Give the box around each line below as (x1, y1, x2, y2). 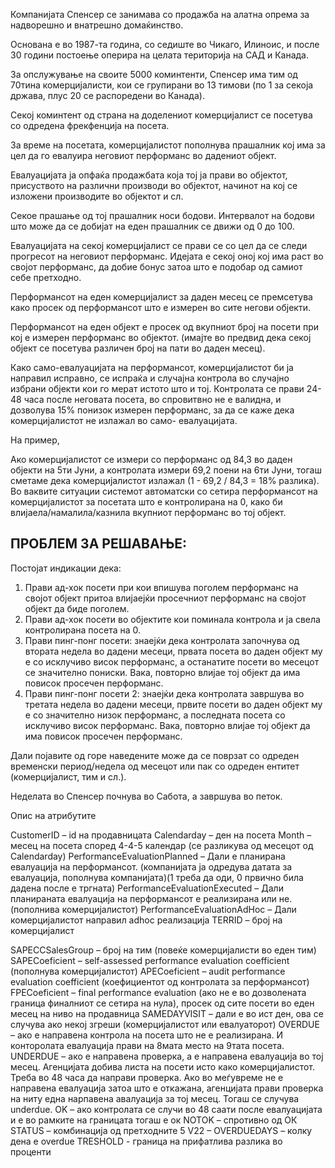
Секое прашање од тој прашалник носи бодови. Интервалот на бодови (10, 210, 315, 221)
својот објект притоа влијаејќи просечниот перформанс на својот (24, 592, 307, 604)
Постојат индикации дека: (10, 562, 122, 574)
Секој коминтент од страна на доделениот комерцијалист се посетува (10, 109, 313, 121)
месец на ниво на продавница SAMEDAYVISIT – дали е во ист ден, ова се (10, 1007, 324, 1019)
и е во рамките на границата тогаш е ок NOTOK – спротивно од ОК (10, 1114, 298, 1126)
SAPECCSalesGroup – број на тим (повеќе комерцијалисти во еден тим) (10, 944, 317, 956)
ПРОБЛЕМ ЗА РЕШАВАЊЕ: (10, 535, 188, 553)
